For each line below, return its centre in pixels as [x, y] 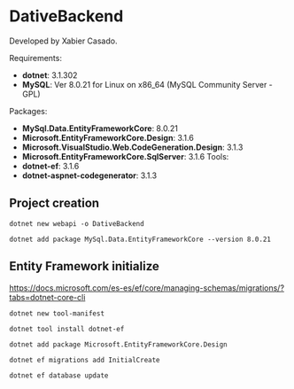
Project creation [54, 203]
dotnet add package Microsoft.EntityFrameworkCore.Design [118, 344]
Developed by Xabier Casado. [63, 41]
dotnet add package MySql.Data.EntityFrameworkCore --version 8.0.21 [140, 239]
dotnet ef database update [59, 375]
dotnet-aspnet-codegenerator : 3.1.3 [89, 175]
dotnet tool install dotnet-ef [67, 329]
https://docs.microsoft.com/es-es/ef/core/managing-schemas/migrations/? [147, 288]
